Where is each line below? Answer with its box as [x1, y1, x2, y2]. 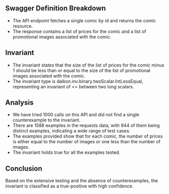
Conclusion [5, 164, 43, 173]
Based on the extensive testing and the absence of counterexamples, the [5, 178, 158, 184]
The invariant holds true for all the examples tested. [12, 149, 121, 155]
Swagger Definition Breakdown [5, 4, 106, 13]
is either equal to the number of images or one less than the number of [12, 139, 161, 145]
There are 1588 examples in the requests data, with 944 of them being [12, 122, 160, 128]
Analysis [5, 99, 34, 107]
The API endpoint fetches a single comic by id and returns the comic [12, 17, 156, 23]
